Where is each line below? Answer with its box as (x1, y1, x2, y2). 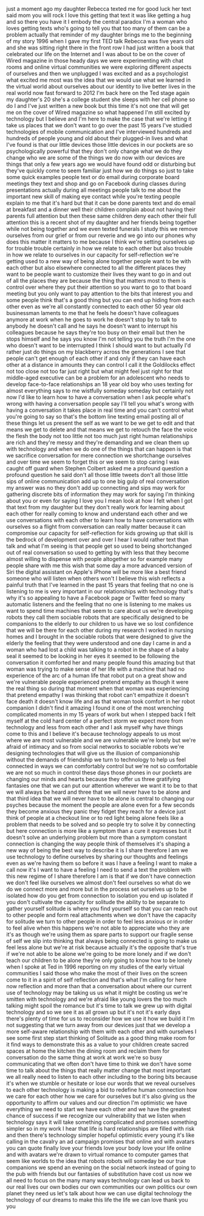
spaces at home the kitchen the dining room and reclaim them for (6, 1047, 170, 1055)
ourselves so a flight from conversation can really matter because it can (6, 523, 186, 530)
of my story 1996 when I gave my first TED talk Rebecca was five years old (6, 38, 194, 44)
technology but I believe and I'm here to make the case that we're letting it (6, 115, 192, 122)
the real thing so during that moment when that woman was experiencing (6, 685, 189, 692)
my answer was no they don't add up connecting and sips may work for (6, 484, 186, 491)
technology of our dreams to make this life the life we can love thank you (6, 1197, 188, 1203)
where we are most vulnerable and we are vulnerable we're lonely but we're (6, 737, 196, 744)
